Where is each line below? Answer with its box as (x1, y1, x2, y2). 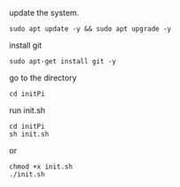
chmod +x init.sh (9, 162, 73, 171)
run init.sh (9, 105, 46, 116)
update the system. (9, 8, 79, 18)
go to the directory (9, 72, 78, 83)
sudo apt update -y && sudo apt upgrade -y (9, 25, 172, 34)
